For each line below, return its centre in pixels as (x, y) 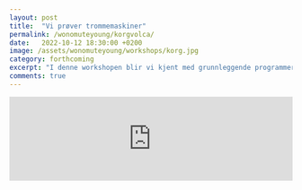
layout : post (34, 17)
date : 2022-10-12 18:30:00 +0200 (76, 43)
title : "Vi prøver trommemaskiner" (78, 26)
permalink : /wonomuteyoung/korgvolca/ (82, 34)
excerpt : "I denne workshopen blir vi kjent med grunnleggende (130, 68)
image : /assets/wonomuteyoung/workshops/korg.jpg (104, 51)
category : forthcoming (52, 59)
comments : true (38, 76)
